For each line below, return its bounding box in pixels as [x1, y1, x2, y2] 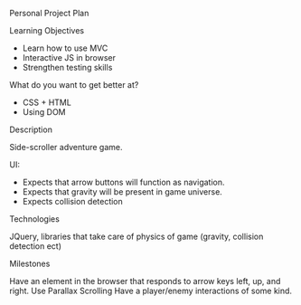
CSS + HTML [22, 97, 72, 108]
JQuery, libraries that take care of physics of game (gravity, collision [9, 231, 264, 242]
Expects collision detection [22, 196, 124, 206]
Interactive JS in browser [22, 52, 116, 62]
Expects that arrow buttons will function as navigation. [22, 176, 225, 187]
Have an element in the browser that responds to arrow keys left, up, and [9, 276, 281, 286]
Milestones [9, 258, 51, 269]
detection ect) [9, 241, 61, 252]
